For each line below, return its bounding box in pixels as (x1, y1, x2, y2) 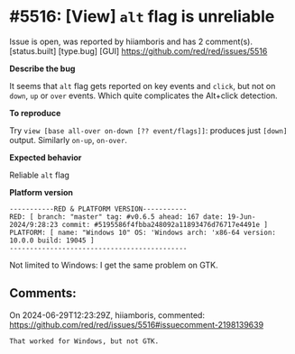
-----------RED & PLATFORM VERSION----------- (9, 204, 188, 213)
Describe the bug (9, 63, 76, 74)
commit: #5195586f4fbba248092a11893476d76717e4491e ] (61, 220, 269, 229)
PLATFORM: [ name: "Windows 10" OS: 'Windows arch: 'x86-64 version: (9, 228, 277, 237)
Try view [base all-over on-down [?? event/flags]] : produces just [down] (9, 124, 288, 136)
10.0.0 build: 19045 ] (9, 236, 95, 245)
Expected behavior (9, 151, 82, 163)
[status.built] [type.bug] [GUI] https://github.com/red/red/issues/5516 (9, 45, 268, 56)
